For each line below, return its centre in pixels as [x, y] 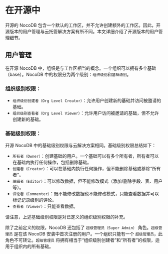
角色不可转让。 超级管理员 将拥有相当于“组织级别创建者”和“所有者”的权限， [80, 240]
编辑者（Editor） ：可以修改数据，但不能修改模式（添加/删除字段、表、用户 [87, 181]
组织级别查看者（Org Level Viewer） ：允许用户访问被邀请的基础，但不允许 [85, 113]
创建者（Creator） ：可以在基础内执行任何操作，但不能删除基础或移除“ [82, 169]
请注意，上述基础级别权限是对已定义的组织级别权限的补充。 [66, 217]
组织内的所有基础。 [33, 246]
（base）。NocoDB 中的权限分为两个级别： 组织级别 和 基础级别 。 [68, 74]
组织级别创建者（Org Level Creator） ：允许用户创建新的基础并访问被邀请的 [87, 100]
